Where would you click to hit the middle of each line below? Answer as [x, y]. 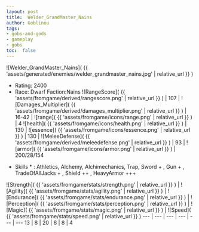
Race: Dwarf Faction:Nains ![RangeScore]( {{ [70, 92]
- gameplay [20, 39]
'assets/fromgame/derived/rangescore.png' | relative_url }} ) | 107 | [97, 98]
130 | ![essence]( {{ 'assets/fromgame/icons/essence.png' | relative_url [102, 129]
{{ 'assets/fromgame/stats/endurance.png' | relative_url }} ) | [114, 197]
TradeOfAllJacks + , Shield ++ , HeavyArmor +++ [75, 173]
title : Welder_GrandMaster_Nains [49, 17]
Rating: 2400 [31, 85]
